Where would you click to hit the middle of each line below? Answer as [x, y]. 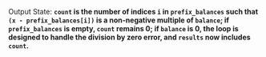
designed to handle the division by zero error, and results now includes [129, 37]
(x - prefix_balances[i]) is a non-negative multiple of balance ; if [119, 20]
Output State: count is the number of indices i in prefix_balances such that [133, 12]
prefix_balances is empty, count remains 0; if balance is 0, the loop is [123, 28]
